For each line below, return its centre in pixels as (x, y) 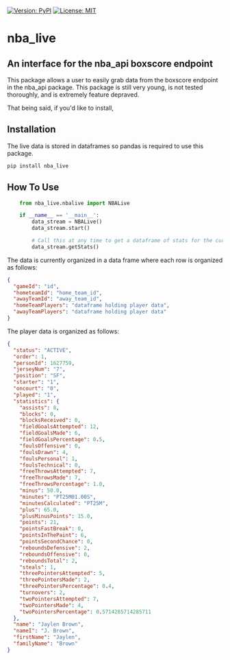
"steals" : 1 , (38, 567)
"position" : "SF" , (40, 376)
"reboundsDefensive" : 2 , (55, 548)
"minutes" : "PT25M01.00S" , (58, 497)
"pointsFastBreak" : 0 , (52, 529)
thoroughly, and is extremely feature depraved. (73, 95)
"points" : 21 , (39, 522)
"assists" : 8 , (39, 408)
